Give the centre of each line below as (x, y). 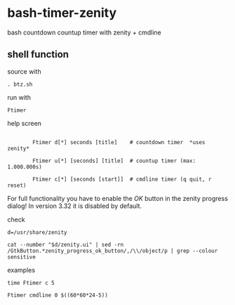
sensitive (22, 257)
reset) (17, 185)
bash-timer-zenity (62, 13)
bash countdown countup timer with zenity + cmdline (84, 32)
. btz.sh (20, 84)
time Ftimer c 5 (31, 283)
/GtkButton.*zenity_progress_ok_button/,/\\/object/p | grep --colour (113, 251)
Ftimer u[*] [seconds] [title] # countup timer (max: (114, 161)
